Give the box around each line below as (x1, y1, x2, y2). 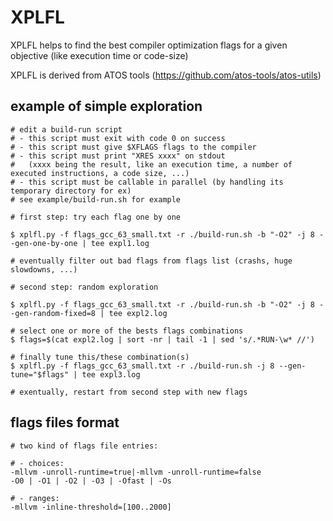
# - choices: (10, 458, 65, 468)
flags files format (10, 414, 120, 431)
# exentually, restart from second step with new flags (10, 387, 248, 397)
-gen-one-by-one (10, 238, 78, 248)
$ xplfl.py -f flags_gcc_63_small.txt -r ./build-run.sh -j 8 (10, 361, 275, 371)
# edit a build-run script (10, 124, 123, 135)
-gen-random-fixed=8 (10, 308, 97, 318)
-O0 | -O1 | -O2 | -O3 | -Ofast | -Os (10, 476, 172, 486)
